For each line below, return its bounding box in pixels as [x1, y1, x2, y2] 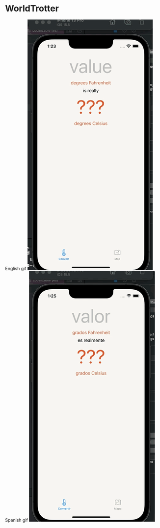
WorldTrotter [5, 3, 59, 14]
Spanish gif [5, 517, 28, 523]
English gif [5, 265, 27, 271]
